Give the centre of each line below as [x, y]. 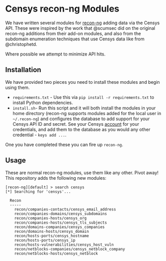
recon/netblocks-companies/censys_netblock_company [70, 249]
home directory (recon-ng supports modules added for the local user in [87, 113]
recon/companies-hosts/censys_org [50, 218]
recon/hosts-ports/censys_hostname [52, 236]
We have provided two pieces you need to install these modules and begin [82, 82]
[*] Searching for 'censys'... [38, 192]
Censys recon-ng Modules [62, 9]
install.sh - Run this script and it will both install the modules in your [84, 108]
